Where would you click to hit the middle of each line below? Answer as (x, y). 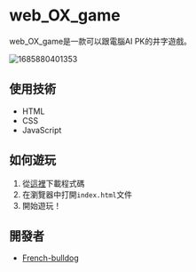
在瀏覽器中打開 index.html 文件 (77, 194)
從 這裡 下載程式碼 (53, 183)
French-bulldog (51, 258)
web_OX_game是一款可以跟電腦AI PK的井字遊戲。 (101, 41)
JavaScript (42, 130)
